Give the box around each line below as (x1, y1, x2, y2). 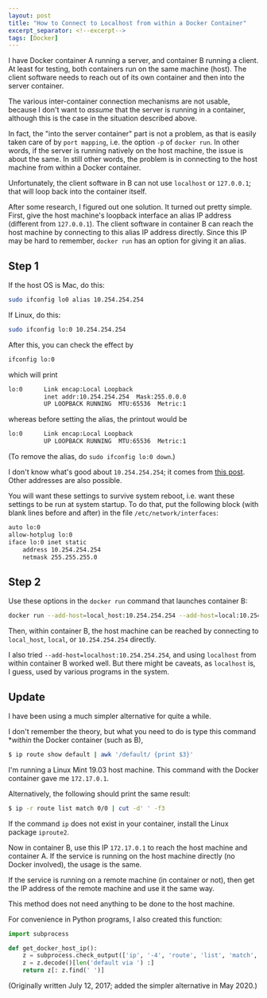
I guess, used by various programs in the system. (8, 667, 169, 677)
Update (8, 690, 46, 704)
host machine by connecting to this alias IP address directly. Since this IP (8, 228, 247, 238)
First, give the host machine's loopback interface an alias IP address (8, 210, 232, 220)
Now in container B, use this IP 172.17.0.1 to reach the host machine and (8, 843, 248, 852)
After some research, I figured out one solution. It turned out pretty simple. (8, 202, 253, 212)
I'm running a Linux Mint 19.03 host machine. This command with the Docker (8, 764, 259, 774)
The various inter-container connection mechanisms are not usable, (8, 96, 230, 106)
